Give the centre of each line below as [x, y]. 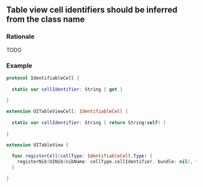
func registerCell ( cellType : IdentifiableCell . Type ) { [82, 156]
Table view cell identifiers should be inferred [92, 10]
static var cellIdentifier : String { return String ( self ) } [89, 123]
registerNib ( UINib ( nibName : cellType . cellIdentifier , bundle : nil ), [105, 162]
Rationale [21, 37]
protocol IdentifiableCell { [43, 78]
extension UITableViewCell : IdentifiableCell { [67, 111]
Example [19, 65]
